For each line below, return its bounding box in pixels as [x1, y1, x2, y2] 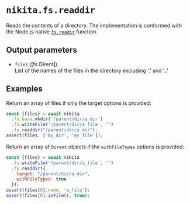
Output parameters [6, 45, 77, 55]
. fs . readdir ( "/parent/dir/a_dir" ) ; [11, 127, 98, 133]
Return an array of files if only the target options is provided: [6, 99, 151, 107]
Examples [6, 84, 43, 94]
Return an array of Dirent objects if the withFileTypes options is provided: [6, 143, 184, 150]
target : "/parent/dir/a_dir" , [16, 171, 91, 177]
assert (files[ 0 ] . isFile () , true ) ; [6, 193, 91, 199]
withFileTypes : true [16, 176, 67, 182]
